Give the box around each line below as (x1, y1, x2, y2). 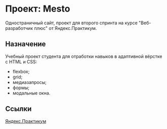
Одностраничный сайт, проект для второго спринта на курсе (5, 20, 138, 26)
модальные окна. (12, 90, 51, 96)
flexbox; (12, 68, 30, 74)
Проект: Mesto (5, 3, 70, 15)
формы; (12, 84, 29, 91)
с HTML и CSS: (5, 59, 37, 65)
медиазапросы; (12, 79, 47, 85)
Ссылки (5, 105, 32, 113)
